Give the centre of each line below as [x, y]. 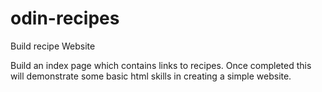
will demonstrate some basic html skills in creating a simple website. [151, 76]
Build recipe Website [53, 46]
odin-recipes [65, 18]
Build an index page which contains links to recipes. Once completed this [161, 65]
